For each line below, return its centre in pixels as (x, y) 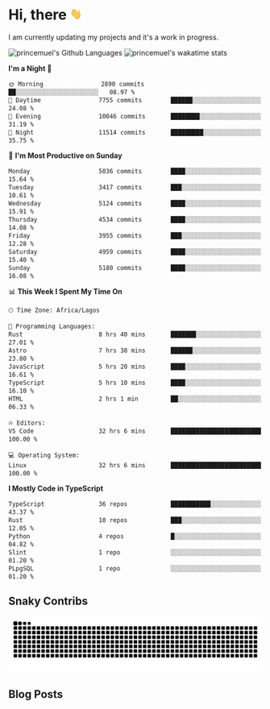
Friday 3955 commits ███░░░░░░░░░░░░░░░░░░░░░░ (135, 235)
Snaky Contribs (48, 601)
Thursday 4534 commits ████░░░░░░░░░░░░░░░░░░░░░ (135, 219)
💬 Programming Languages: (52, 326)
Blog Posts (36, 694)
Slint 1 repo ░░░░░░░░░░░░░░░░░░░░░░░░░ (135, 552)
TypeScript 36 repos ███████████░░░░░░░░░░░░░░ (135, 504)
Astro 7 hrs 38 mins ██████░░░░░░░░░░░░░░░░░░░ (135, 350)
